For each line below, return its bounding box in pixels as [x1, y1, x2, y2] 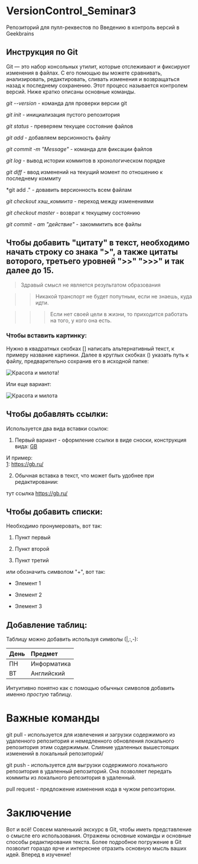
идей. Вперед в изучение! [6, 851, 72, 858]
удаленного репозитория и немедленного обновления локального [6, 737, 174, 744]
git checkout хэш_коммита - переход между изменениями [6, 197, 154, 205]
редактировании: [14, 478, 59, 485]
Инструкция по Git [6, 47, 78, 57]
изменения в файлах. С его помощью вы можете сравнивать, [6, 69, 163, 76]
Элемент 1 [14, 580, 41, 587]
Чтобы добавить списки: [6, 507, 103, 517]
